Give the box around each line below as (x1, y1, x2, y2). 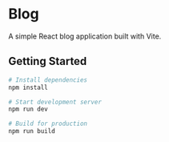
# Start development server (8, 98, 103, 106)
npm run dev (8, 105, 48, 113)
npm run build (8, 128, 56, 136)
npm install (8, 83, 48, 91)
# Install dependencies (8, 75, 88, 84)
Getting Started (8, 55, 87, 68)
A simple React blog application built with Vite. (8, 31, 162, 41)
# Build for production (8, 120, 88, 128)
